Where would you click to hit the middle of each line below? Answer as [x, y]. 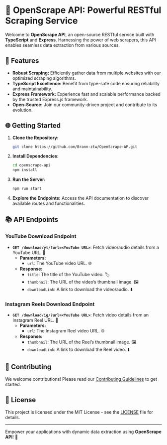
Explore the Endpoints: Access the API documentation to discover [81, 198]
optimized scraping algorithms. [44, 78]
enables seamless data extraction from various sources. [63, 45]
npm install [25, 170]
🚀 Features [22, 61]
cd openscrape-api [31, 165]
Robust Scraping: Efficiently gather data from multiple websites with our [87, 73]
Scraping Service [42, 21]
